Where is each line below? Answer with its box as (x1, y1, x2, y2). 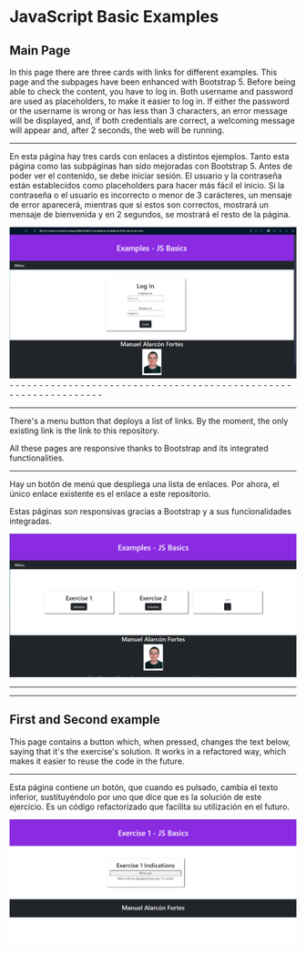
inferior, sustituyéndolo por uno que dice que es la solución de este (9, 791, 262, 802)
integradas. (9, 516, 52, 527)
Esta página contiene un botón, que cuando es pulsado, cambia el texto (9, 781, 279, 793)
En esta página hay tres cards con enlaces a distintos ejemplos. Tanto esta (9, 151, 290, 161)
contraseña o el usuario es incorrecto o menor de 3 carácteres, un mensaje (9, 189, 292, 200)
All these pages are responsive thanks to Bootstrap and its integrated (9, 443, 269, 454)
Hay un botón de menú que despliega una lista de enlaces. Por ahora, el (9, 479, 280, 490)
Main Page (9, 43, 71, 58)
